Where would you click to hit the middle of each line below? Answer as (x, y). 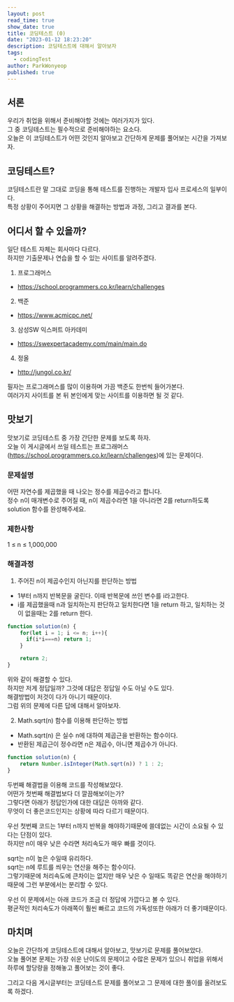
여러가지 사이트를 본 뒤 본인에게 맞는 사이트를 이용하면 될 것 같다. (96, 395)
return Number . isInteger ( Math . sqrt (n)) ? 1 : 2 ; (92, 764)
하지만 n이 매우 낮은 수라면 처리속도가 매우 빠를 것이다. (82, 843)
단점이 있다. (36, 835)
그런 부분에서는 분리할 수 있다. (67, 884)
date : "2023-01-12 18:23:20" (50, 40)
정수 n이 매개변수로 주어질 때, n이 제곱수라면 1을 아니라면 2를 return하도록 (108, 501)
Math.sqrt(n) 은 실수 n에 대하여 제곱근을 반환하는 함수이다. (97, 735)
